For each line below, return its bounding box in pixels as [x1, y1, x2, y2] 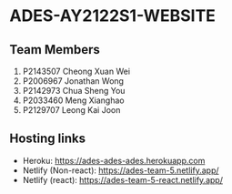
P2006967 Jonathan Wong [22, 76, 125, 87]
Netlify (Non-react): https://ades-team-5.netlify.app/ [22, 165, 219, 176]
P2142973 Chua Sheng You [22, 86, 126, 96]
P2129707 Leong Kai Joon [22, 105, 121, 115]
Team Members [9, 42, 100, 57]
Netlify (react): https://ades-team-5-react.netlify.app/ [22, 174, 223, 185]
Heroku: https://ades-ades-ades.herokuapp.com [22, 155, 206, 166]
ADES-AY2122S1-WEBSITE [9, 5, 217, 26]
